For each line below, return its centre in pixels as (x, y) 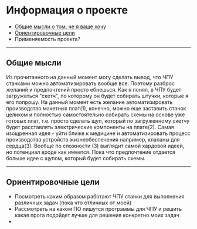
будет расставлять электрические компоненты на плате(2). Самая (90, 127)
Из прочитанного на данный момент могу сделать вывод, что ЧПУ (90, 77)
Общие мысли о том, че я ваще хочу (60, 26)
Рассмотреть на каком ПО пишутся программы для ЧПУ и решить (98, 208)
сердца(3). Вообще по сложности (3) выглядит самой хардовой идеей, (95, 146)
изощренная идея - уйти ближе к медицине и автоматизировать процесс (98, 133)
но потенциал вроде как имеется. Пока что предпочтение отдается (91, 152)
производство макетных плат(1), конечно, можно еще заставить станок (96, 108)
